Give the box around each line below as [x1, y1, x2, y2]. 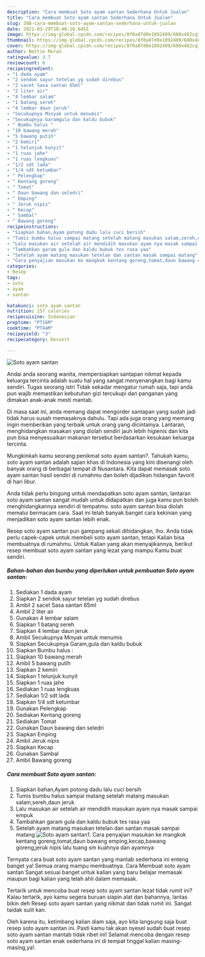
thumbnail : [7, 37, 35, 43]
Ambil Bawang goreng [15, 756, 72, 764]
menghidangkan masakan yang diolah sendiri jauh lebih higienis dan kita [7, 427, 189, 435]
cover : [7, 43, 24, 49]
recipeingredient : [7, 65, 54, 72]
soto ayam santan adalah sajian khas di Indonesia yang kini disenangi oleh [7, 458, 193, 466]
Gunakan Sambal [15, 750, 59, 758]
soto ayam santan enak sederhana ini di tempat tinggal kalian [7, 938, 161, 945]
